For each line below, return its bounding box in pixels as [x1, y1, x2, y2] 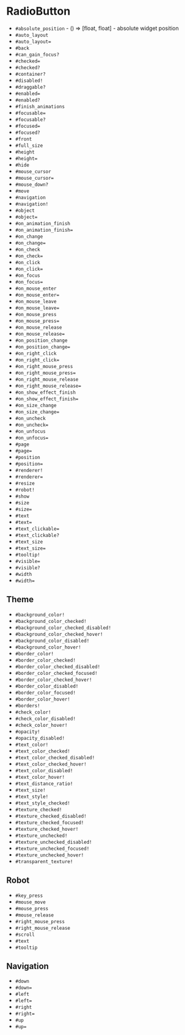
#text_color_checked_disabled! [15, 754, 95, 761]
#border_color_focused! [15, 690, 76, 696]
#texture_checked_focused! [15, 819, 84, 826]
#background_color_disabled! [15, 638, 90, 644]
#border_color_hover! [15, 696, 70, 702]
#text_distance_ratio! [15, 781, 73, 787]
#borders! [15, 702, 41, 709]
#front [15, 136, 32, 142]
